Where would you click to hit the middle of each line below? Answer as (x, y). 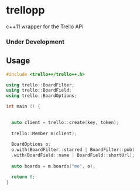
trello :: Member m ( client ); (44, 133)
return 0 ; (23, 177)
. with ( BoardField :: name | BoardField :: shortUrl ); (73, 155)
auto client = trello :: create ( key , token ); (65, 122)
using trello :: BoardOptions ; (42, 96)
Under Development (35, 42)
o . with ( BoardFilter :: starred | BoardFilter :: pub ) (73, 150)
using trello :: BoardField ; (39, 91)
